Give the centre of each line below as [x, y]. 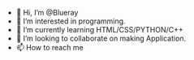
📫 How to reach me [50, 47]
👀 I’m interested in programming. [71, 21]
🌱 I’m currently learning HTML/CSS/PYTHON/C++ [100, 30]
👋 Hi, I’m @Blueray [47, 13]
